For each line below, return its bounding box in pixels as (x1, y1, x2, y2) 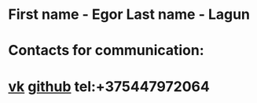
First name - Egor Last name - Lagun (8, 6, 250, 24)
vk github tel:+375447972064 (8, 77, 210, 95)
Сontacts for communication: (8, 42, 204, 60)
